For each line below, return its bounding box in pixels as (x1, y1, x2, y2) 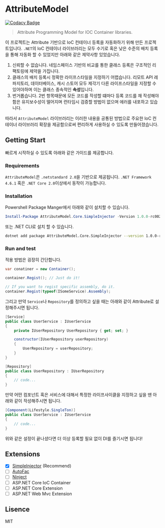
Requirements (5, 162, 40, 169)
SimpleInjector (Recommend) (12, 463, 72, 469)
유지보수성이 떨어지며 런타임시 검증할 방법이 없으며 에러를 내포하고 (21, 99, 149, 105)
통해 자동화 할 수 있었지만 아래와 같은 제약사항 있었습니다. (10, 52, 120, 57)
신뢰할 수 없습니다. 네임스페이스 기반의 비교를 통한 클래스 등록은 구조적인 (12, 62, 151, 68)
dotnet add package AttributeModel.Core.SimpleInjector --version (5, 234, 144, 238)
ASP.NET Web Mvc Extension (12, 491, 72, 497)
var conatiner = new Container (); (5, 266, 76, 272)
